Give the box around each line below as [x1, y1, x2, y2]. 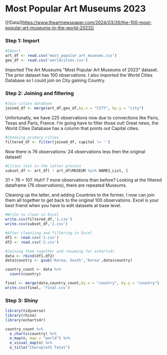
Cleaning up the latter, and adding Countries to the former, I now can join [5, 192, 155, 198]
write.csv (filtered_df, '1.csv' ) [5, 217, 72, 222]
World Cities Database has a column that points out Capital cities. [5, 125, 140, 131]
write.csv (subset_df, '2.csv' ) [5, 222, 68, 227]
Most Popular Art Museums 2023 [5, 3, 146, 14]
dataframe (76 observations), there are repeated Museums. [5, 182, 127, 188]
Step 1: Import [5, 37, 40, 44]
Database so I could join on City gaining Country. [5, 77, 106, 83]
